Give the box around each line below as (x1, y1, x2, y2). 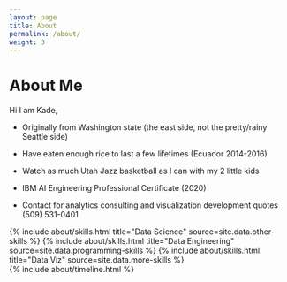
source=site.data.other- (188, 226, 276, 237)
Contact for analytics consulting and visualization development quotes (21, 200, 279, 210)
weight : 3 (9, 37, 46, 47)
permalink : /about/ (9, 29, 81, 38)
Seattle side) (21, 132, 69, 142)
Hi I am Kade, (9, 105, 58, 116)
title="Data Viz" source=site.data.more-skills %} (9, 255, 185, 265)
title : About (9, 21, 57, 30)
